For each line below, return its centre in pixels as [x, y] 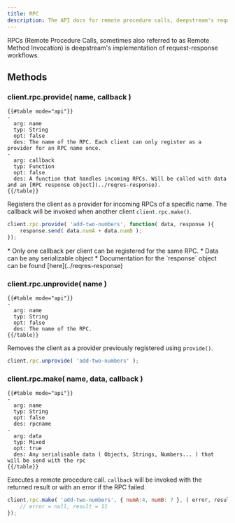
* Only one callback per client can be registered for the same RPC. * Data [113, 251]
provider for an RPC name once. [54, 148]
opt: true [28, 449]
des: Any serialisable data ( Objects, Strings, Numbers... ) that [114, 455]
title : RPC [23, 14]
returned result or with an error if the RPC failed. [77, 487]
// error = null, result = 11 [64, 507]
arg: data [28, 436]
